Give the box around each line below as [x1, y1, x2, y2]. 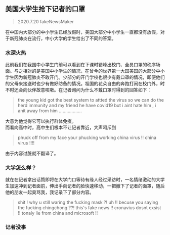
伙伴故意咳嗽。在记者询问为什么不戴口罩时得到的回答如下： [27, 87, 152, 93]
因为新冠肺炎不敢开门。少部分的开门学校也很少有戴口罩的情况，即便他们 [14, 74, 165, 80]
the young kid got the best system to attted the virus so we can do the [17, 97, 164, 103]
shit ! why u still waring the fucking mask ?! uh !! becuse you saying [17, 199, 158, 206]
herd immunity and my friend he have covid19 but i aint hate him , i [17, 103, 156, 109]
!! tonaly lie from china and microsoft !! [17, 210, 98, 216]
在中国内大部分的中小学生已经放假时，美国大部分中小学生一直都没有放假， [5, 29, 160, 35]
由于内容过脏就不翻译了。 [5, 151, 59, 157]
